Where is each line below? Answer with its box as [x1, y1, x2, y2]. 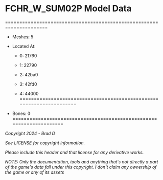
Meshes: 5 [12, 34, 34, 40]
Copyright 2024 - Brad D [5, 130, 55, 136]
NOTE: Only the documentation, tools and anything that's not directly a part [5, 158, 158, 164]
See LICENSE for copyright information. [5, 140, 85, 146]
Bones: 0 [12, 111, 30, 116]
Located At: [12, 43, 36, 49]
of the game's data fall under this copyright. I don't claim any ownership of [5, 164, 157, 170]
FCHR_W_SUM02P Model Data [5, 3, 132, 14]
